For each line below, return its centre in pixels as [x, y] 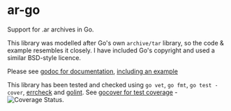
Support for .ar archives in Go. [51, 29]
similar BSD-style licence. [44, 57]
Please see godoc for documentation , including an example [92, 71]
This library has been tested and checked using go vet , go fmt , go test [110, 84]
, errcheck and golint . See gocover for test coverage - [100, 92]
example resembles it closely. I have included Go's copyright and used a [111, 50]
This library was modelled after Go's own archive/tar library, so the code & [116, 43]
